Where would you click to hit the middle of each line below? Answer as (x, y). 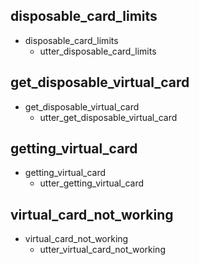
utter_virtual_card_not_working (102, 250)
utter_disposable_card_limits (98, 51)
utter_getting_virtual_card (91, 183)
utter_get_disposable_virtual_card (108, 117)
